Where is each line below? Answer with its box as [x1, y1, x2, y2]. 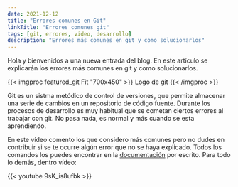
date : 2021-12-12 [7, 10, 59, 18]
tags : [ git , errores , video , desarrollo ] [7, 30, 132, 38]
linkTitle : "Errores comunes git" [7, 23, 110, 31]
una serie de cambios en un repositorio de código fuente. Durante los [7, 99, 211, 107]
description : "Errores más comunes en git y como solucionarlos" [7, 37, 205, 44]
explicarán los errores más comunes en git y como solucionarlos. [7, 64, 198, 73]
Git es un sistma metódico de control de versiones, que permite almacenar [7, 92, 226, 100]
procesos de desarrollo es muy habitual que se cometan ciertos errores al [7, 107, 224, 115]
